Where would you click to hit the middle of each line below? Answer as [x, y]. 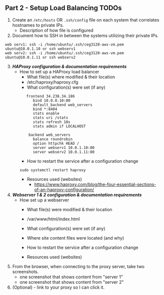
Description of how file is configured [56, 30]
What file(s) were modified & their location [69, 209]
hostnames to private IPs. [38, 25]
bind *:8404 [45, 109]
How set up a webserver [44, 200]
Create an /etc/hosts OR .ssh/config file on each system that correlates [86, 20]
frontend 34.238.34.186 [51, 96]
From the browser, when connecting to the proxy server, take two [78, 266]
